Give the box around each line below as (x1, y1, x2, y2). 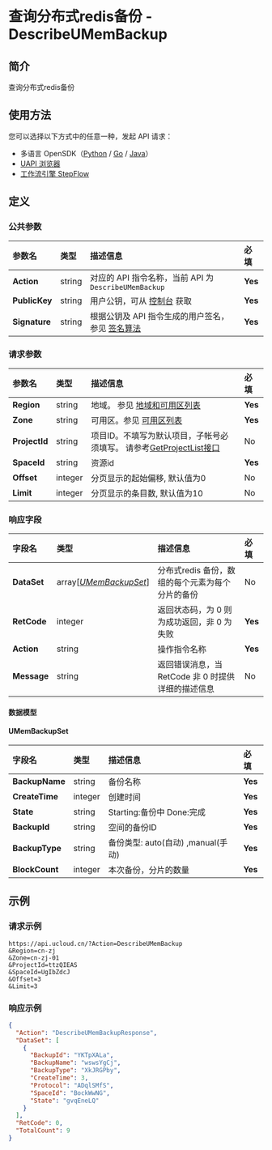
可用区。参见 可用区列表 (90, 415, 183, 426)
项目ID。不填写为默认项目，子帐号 (90, 430, 221, 441)
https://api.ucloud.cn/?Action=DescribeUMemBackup (8, 939, 183, 948)
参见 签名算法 (90, 322, 142, 334)
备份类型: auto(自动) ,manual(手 (108, 837, 228, 848)
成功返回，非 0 (165, 616, 223, 628)
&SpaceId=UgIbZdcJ (8, 968, 70, 976)
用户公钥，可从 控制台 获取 (90, 295, 192, 306)
